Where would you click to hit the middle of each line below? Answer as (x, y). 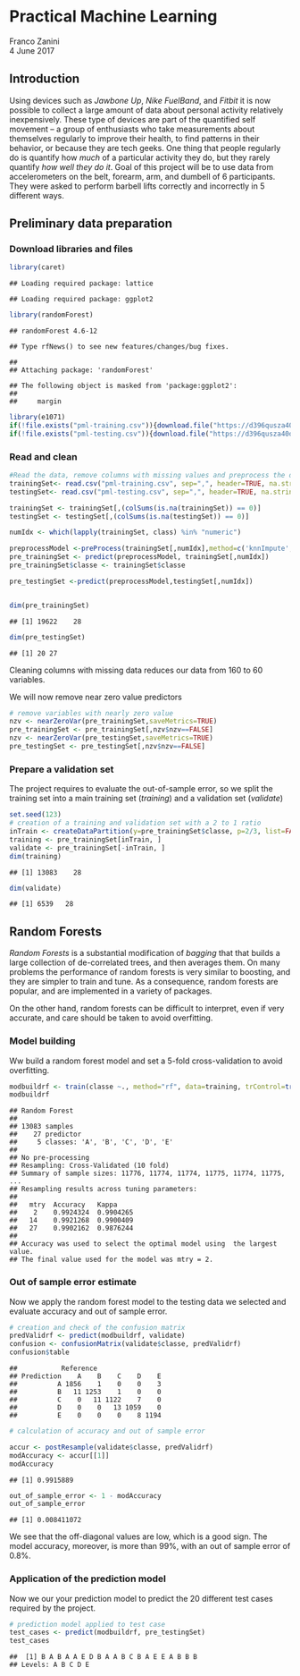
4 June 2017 (32, 50)
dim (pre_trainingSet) (50, 605)
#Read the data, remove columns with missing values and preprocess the (147, 476)
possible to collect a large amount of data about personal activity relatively (146, 110)
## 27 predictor (46, 1134)
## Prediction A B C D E (86, 1376)
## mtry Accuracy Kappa (63, 1205)
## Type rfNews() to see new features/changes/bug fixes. (119, 347)
